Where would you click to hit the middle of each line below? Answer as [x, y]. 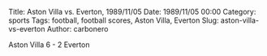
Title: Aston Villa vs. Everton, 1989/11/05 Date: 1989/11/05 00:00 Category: [132, 12]
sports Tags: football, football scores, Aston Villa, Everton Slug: [114, 20]
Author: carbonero [78, 29]
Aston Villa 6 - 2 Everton [49, 45]
